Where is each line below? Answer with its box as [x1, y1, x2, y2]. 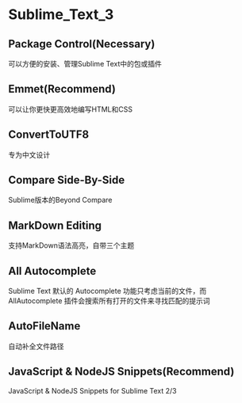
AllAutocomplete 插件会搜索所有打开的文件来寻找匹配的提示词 [8, 296, 210, 306]
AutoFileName [8, 319, 81, 333]
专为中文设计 [8, 150, 50, 159]
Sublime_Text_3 [8, 6, 114, 24]
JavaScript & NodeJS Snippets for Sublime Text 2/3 [8, 386, 177, 395]
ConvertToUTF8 [8, 128, 90, 142]
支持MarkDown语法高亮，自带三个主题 [8, 241, 135, 250]
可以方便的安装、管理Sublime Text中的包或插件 [8, 59, 163, 68]
